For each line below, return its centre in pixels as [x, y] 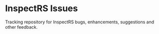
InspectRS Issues [42, 8]
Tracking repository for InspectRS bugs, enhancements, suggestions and [80, 22]
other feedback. [22, 27]
